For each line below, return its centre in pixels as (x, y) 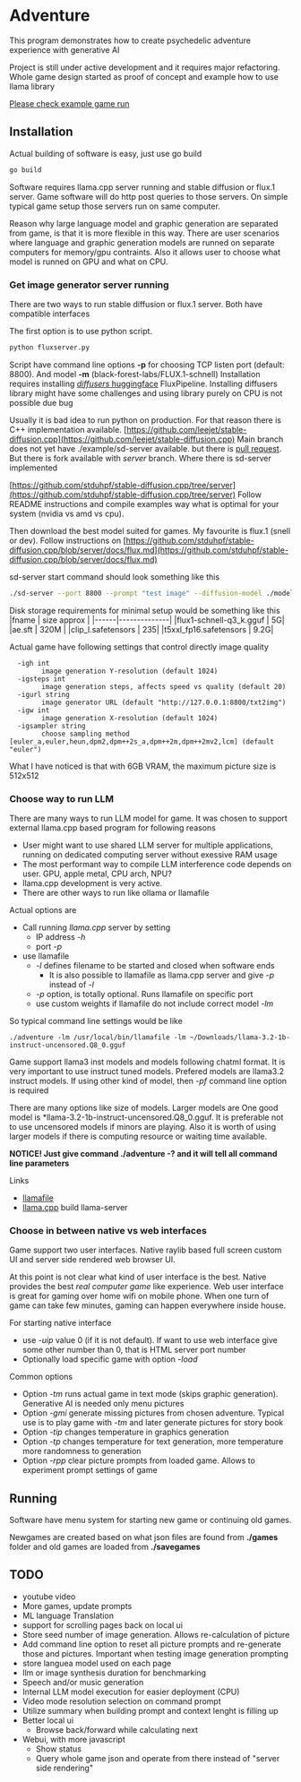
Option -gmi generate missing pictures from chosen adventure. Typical (153, 1413)
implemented (34, 468)
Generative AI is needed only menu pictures (103, 1404)
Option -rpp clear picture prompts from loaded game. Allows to (138, 1460)
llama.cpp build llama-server (75, 1207)
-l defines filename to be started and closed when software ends (155, 965)
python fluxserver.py (50, 347)
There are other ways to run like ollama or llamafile (116, 892)
